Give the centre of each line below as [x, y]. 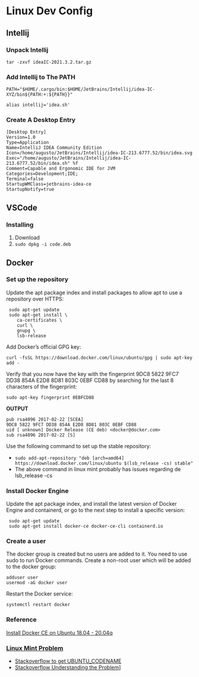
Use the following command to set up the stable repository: [79, 446]
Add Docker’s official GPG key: [44, 347]
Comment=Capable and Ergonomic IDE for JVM [61, 169]
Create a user [26, 541]
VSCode [22, 207]
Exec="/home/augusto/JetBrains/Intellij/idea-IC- [69, 158]
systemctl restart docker [38, 605]
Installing [20, 224]
